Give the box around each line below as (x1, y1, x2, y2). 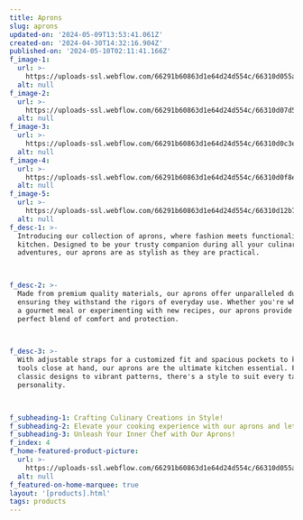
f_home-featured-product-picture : (9, 447, 140, 456)
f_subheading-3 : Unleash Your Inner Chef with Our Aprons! (9, 430, 236, 439)
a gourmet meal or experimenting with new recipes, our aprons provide (17, 306, 293, 315)
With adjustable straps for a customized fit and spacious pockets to (17, 356, 289, 365)
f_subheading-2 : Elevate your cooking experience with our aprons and (9, 422, 280, 431)
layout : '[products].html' (9, 488, 111, 497)
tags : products (9, 497, 67, 506)
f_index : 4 (9, 439, 50, 448)
